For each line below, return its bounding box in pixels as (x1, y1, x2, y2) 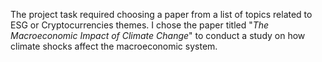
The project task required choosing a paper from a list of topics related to (10, 9, 313, 20)
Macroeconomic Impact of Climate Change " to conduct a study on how (10, 30, 306, 41)
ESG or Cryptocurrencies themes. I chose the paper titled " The (10, 19, 270, 31)
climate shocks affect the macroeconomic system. (10, 40, 218, 52)
